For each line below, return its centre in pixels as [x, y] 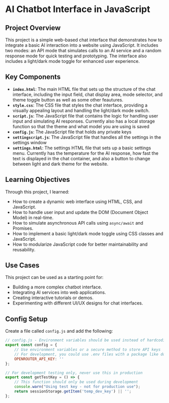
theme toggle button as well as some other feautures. [68, 99]
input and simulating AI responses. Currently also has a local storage [83, 121]
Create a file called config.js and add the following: [59, 331]
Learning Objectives [38, 180]
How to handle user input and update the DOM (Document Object [80, 212]
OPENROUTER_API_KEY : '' [39, 359]
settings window [29, 142]
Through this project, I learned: [37, 191]
